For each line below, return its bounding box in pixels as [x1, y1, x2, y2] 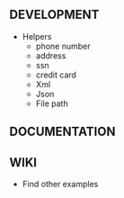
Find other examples [22, 179, 99, 190]
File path [35, 98, 69, 109]
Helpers [22, 31, 52, 41]
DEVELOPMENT [9, 7, 100, 22]
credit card [35, 69, 76, 80]
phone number [35, 40, 92, 51]
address [35, 49, 66, 61]
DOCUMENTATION [9, 124, 116, 139]
